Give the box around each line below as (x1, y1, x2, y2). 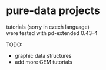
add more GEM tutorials (14, 58, 72, 65)
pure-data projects (6, 4, 100, 17)
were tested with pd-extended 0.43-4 (6, 29, 98, 36)
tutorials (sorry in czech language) (6, 23, 90, 30)
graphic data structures (14, 52, 72, 59)
